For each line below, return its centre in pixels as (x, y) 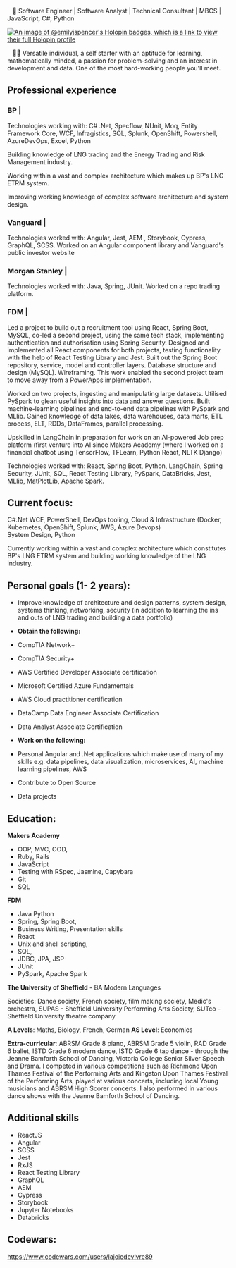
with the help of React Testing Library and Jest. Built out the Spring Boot (112, 357)
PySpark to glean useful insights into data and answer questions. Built (108, 401)
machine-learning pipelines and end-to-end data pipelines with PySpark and (118, 408)
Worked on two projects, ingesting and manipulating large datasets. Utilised (117, 393)
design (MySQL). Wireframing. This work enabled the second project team (116, 372)
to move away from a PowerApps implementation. (80, 380)
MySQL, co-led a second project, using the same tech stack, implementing (116, 335)
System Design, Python (41, 535)
